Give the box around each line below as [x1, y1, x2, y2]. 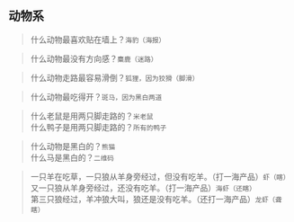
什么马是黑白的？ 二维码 [30, 152, 114, 163]
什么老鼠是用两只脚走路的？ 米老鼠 [30, 111, 154, 121]
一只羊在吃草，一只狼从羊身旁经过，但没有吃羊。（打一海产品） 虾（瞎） [30, 171, 290, 182]
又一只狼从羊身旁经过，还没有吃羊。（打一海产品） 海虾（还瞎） [30, 182, 257, 193]
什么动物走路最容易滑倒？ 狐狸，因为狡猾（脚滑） [30, 72, 200, 83]
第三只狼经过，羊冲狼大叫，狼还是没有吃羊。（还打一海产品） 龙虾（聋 [30, 193, 282, 204]
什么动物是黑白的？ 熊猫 [30, 140, 116, 151]
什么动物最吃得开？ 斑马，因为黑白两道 [30, 91, 163, 102]
